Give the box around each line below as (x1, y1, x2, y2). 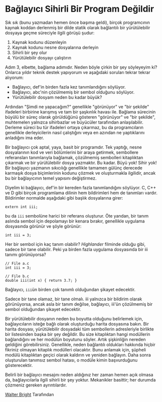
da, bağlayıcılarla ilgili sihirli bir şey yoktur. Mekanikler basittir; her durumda (5, 377, 156, 383)
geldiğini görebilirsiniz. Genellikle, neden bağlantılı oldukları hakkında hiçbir (5, 342, 156, 347)
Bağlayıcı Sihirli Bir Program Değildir (5, 3, 154, 15)
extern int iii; (5, 204, 38, 209)
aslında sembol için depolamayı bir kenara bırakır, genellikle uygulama (5, 218, 145, 224)
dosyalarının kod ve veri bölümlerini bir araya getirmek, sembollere (5, 149, 139, 155)
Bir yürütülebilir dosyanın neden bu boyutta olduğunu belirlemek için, (5, 315, 144, 322)
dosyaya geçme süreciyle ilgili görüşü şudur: (5, 30, 95, 36)
